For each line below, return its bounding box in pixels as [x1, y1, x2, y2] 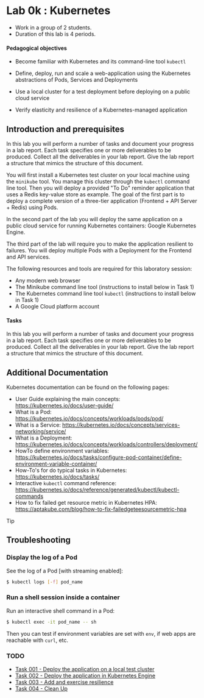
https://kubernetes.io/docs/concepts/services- [62, 421, 180, 429]
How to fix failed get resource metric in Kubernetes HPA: [15, 499, 157, 506]
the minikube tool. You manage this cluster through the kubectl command [6, 177, 190, 185]
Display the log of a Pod [6, 553, 78, 561]
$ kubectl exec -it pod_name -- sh [6, 619, 97, 625]
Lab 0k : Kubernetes [6, 4, 111, 18]
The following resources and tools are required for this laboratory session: [6, 265, 192, 272]
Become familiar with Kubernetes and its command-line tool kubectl [15, 58, 186, 65]
